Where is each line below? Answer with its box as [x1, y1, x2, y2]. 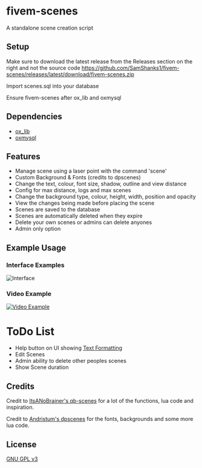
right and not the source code [6, 64, 80, 71]
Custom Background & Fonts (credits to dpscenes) [15, 174, 141, 181]
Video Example [6, 289, 51, 298]
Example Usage [6, 243, 67, 253]
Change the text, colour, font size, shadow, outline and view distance [15, 180, 187, 188]
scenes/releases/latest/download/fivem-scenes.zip [6, 71, 135, 78]
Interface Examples [6, 261, 65, 269]
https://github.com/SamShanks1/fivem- [81, 64, 180, 71]
